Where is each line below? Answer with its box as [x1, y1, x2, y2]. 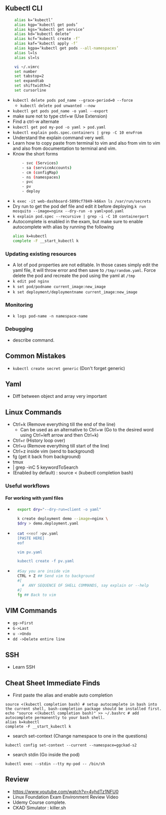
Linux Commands [5, 407, 62, 417]
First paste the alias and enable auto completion [12, 692, 113, 698]
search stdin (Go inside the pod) [12, 751, 80, 757]
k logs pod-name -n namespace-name [12, 314, 88, 319]
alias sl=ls [14, 55, 39, 60]
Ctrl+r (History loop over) [12, 437, 66, 443]
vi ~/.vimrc [14, 64, 39, 69]
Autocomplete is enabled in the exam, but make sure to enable [12, 219, 143, 225]
